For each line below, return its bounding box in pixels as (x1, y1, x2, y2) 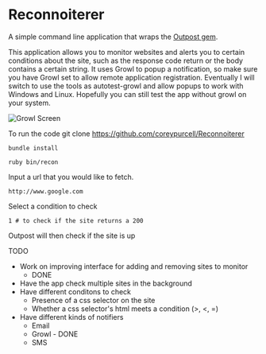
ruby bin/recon (8, 158, 59, 166)
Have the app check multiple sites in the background (19, 278, 193, 288)
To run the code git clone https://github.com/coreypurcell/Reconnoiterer (8, 129, 245, 138)
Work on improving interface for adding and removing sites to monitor (19, 261, 249, 271)
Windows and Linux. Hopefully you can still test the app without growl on (8, 89, 247, 99)
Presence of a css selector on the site (31, 295, 156, 305)
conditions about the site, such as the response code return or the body (8, 56, 244, 65)
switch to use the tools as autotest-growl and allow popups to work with (8, 81, 244, 91)
